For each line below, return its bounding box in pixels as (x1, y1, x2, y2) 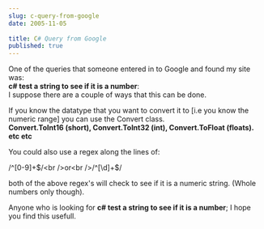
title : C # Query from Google (8, 34, 107, 43)
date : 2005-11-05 (8, 19, 67, 28)
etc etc (8, 131, 32, 142)
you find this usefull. (8, 211, 77, 221)
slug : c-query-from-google (8, 11, 100, 20)
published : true (8, 42, 63, 50)
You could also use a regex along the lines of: (8, 147, 160, 157)
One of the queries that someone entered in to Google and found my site (8, 64, 251, 74)
